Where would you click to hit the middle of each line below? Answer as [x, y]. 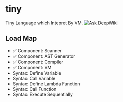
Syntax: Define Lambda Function [46, 84]
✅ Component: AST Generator [44, 56]
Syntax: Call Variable [34, 78]
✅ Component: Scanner [37, 50]
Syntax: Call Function [34, 89]
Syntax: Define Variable [37, 73]
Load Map [21, 39]
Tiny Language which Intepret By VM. [44, 23]
